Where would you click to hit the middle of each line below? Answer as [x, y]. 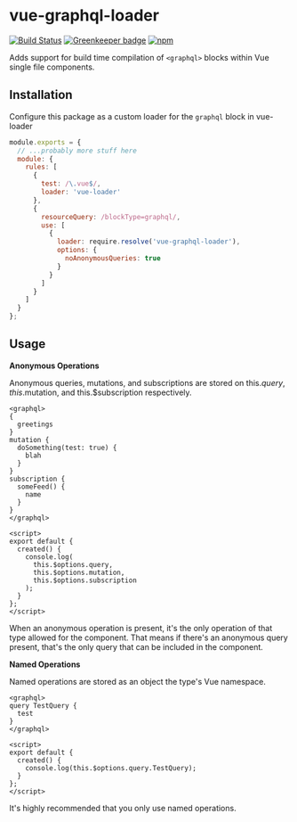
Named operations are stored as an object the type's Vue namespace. [138, 681]
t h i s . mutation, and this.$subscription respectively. [101, 392]
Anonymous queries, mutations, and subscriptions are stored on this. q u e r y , [148, 382]
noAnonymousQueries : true [113, 259]
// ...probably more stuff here [77, 151]
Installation [41, 95]
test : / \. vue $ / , [71, 184]
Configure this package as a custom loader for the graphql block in [132, 116]
